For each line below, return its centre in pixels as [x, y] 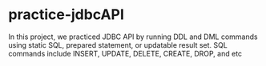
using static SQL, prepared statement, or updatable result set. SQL [118, 45]
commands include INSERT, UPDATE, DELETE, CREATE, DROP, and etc [125, 53]
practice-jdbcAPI [66, 15]
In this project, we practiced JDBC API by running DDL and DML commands [133, 37]
